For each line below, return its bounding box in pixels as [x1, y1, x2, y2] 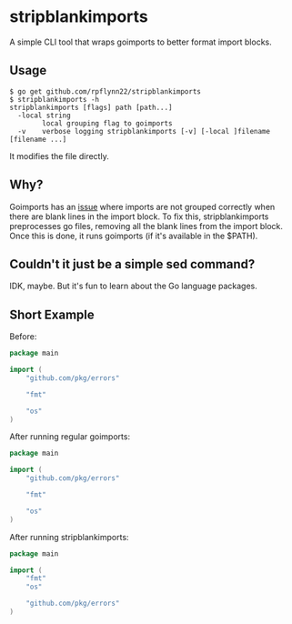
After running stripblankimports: [9, 531, 129, 542]
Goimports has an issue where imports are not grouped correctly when [9, 201, 276, 212]
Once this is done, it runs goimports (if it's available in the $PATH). [9, 230, 258, 241]
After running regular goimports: [9, 431, 130, 442]
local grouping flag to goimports [42, 118, 173, 128]
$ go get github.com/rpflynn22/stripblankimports [9, 86, 202, 96]
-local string [17, 111, 71, 120]
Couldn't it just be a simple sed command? [9, 257, 256, 272]
